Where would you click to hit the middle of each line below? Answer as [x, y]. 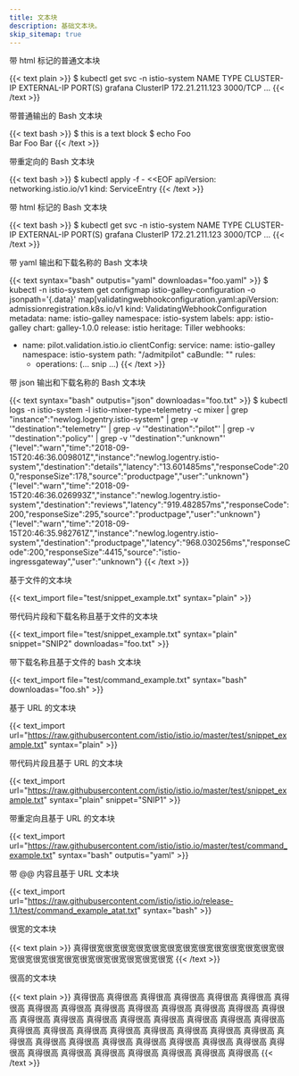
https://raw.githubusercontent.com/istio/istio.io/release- [130, 901]
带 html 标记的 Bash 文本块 [58, 207]
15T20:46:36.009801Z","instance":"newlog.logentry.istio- [115, 457]
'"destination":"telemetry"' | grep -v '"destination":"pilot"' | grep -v [132, 429]
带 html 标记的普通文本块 [55, 61]
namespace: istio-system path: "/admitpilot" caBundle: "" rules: [139, 354]
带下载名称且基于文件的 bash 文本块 [75, 663]
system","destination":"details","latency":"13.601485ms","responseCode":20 [149, 467]
